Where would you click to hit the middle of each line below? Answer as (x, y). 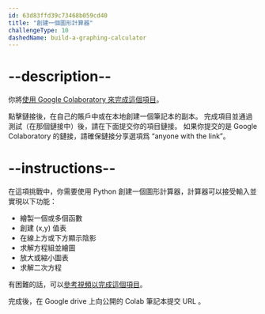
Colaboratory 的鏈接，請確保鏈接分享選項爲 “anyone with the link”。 (119, 136)
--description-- (60, 77)
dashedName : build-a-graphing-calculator (78, 38)
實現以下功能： (32, 202)
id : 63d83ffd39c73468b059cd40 (58, 15)
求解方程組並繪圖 (47, 248)
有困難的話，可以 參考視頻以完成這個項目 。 (78, 285)
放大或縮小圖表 (44, 258)
